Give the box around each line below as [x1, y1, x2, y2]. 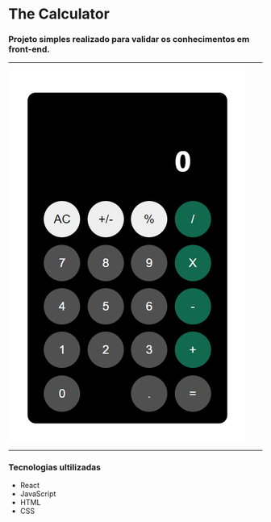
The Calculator [8, 5, 110, 23]
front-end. [8, 44, 51, 55]
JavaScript [19, 489, 56, 499]
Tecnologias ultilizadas [8, 461, 101, 473]
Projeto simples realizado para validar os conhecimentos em [8, 34, 250, 45]
